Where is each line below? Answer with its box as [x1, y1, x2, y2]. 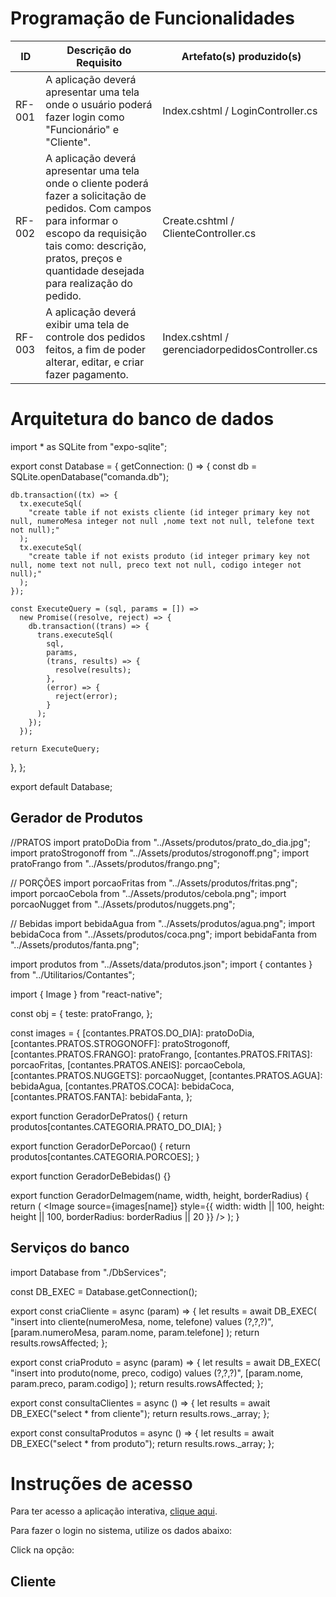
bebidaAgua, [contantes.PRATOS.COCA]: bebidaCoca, [10, 1080, 235, 1092]
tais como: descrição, [45, 238, 147, 252]
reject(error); [54, 691, 118, 701]
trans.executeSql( [36, 630, 114, 640]
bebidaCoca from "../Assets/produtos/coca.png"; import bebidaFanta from [10, 928, 317, 940]
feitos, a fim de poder [45, 342, 147, 356]
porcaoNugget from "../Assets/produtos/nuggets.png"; [10, 898, 236, 910]
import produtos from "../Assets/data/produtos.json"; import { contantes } [10, 958, 313, 970]
